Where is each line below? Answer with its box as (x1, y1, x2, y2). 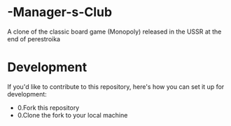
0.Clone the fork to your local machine (17, 111, 128, 119)
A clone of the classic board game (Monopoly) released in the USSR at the (7, 27, 222, 36)
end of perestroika (7, 34, 61, 43)
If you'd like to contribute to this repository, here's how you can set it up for (7, 82, 225, 91)
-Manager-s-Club (7, 4, 113, 20)
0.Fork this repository (17, 103, 80, 112)
